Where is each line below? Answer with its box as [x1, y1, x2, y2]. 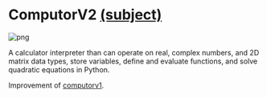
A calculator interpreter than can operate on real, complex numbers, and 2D [8, 47, 260, 57]
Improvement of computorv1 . [8, 80, 105, 90]
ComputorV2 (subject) [8, 6, 162, 24]
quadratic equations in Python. [8, 64, 110, 74]
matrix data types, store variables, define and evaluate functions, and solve [8, 56, 258, 66]
